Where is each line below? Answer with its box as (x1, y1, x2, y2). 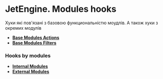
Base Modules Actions (12, 35, 60, 40)
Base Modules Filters (12, 39, 57, 45)
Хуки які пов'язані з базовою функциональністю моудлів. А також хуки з (5, 20, 159, 26)
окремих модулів (5, 25, 42, 31)
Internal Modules (12, 63, 48, 70)
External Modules (12, 69, 49, 75)
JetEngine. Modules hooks (5, 3, 117, 15)
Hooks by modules (5, 52, 51, 59)
